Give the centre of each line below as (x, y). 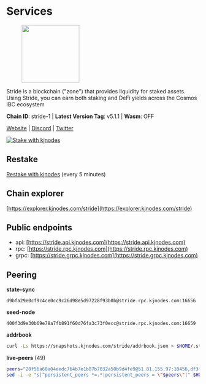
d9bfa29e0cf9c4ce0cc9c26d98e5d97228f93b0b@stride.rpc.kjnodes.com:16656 (101, 301)
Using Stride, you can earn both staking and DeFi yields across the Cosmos (102, 98)
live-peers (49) (26, 358)
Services (30, 11)
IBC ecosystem (25, 104)
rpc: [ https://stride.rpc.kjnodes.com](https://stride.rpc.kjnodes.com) (101, 249)
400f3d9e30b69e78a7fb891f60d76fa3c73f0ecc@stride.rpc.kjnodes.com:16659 (101, 324)
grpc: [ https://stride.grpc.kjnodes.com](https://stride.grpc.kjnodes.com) (106, 256)
